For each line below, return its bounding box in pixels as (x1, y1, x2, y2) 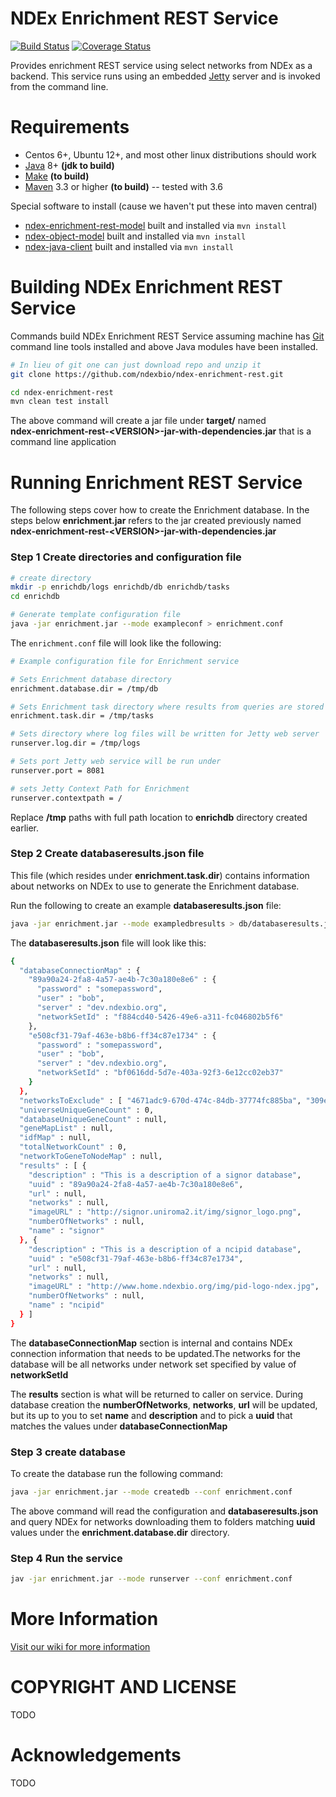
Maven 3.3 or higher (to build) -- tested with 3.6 (24, 180, 224, 192)
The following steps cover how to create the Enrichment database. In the (10, 504, 310, 516)
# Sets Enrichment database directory (10, 674, 172, 684)
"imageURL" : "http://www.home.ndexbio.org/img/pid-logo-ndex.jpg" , (28, 1282, 320, 1292)
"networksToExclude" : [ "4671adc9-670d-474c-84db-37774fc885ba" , (19, 1095, 302, 1106)
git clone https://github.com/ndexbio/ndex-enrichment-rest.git (10, 369, 284, 379)
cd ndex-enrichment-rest (10, 387, 114, 397)
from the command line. (10, 80, 109, 92)
